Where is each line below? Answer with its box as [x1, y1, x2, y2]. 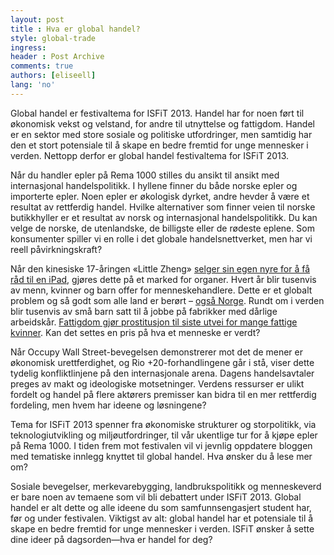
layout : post [10, 14, 65, 25]
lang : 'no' [10, 80, 56, 90]
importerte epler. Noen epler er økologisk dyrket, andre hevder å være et [10, 190, 310, 202]
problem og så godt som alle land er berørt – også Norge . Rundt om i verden [10, 294, 325, 306]
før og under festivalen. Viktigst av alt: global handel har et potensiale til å [10, 512, 314, 524]
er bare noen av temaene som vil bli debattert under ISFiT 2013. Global [10, 491, 302, 503]
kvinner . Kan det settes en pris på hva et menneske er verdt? [10, 326, 261, 338]
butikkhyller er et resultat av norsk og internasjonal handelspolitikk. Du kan [10, 211, 318, 223]
